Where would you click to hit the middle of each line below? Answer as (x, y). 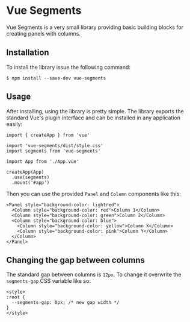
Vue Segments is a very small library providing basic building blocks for (95, 27)
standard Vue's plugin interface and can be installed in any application (93, 118)
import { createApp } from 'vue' (48, 135)
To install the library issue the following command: (69, 67)
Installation (28, 53)
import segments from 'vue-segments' (54, 151)
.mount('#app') (31, 182)
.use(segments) (31, 177)
